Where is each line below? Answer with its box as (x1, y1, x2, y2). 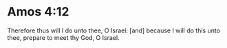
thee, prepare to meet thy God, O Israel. (7, 33, 120, 41)
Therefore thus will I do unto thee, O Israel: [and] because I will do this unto (7, 26, 221, 34)
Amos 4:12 (7, 4, 69, 20)
